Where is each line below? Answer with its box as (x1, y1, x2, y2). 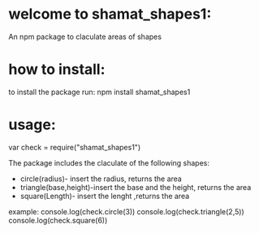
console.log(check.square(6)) (8, 215, 108, 225)
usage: (8, 115, 57, 134)
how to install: (8, 60, 106, 79)
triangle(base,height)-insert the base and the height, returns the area (19, 182, 252, 192)
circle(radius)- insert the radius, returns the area (19, 174, 183, 183)
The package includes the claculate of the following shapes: (8, 157, 209, 167)
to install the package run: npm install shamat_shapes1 (8, 87, 191, 97)
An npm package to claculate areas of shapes (8, 32, 162, 41)
